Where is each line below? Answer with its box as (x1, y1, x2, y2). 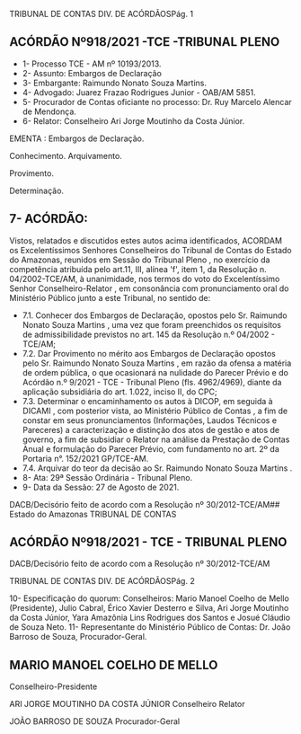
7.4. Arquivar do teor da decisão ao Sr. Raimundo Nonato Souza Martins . (22, 463, 293, 473)
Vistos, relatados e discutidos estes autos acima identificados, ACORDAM (9, 234, 283, 246)
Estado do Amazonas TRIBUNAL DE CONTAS (9, 508, 177, 519)
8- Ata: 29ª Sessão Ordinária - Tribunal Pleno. (22, 472, 193, 482)
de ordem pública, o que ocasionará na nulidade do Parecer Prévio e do (22, 367, 289, 377)
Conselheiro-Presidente (9, 681, 98, 692)
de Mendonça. (22, 106, 76, 117)
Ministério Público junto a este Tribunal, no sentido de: (9, 292, 211, 303)
